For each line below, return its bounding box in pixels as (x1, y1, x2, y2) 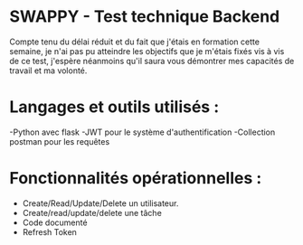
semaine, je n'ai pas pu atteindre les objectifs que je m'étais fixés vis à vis (9, 45, 285, 56)
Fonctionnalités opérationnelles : (9, 168, 262, 189)
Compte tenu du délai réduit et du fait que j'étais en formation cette (9, 36, 260, 47)
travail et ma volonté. (9, 65, 88, 76)
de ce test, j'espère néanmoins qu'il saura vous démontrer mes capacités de (9, 55, 295, 66)
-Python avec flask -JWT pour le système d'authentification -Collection (9, 127, 276, 137)
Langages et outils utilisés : (9, 97, 220, 118)
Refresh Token (22, 226, 77, 237)
